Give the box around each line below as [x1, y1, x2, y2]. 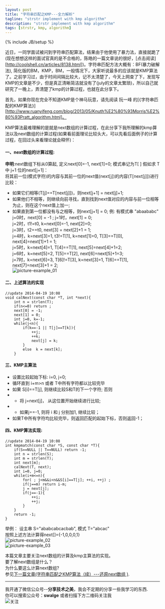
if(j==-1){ [23, 490, 45, 495]
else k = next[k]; [23, 347, 63, 352]
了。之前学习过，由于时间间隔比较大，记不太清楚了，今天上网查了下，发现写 [5, 74, 160, 80]
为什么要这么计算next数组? [5, 565, 59, 571]
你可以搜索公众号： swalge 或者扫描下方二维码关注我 [5, 592, 112, 598]
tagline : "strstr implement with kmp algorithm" [5, 16, 107, 21]
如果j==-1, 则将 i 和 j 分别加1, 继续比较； [19, 409, 100, 415]
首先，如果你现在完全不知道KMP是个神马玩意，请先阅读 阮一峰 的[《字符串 [5, 97, 154, 102]
